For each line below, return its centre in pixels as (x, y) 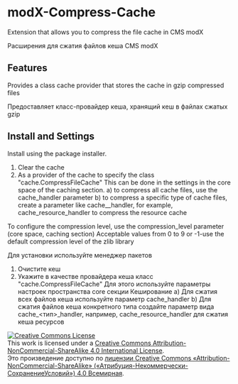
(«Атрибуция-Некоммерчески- (141, 366)
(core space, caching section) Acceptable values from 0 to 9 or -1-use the (116, 234)
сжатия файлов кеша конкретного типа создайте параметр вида (116, 307)
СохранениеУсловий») (42, 373)
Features (27, 68)
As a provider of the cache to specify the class (86, 175)
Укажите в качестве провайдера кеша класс (86, 276)
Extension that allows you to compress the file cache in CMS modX (106, 32)
